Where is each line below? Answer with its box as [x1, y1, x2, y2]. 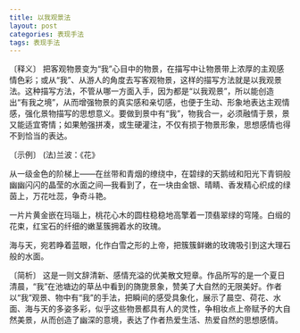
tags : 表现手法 [9, 37, 61, 47]
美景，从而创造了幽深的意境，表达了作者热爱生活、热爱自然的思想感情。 [16, 314, 283, 326]
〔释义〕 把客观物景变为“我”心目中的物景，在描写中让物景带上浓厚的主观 [9, 63, 277, 74]
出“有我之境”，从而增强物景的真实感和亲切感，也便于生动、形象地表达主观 [9, 97, 283, 108]
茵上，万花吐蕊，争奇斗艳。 [9, 191, 112, 202]
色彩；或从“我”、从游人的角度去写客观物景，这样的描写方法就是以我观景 [16, 75, 283, 86]
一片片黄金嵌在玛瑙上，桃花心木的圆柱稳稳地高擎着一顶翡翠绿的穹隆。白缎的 [9, 210, 291, 221]
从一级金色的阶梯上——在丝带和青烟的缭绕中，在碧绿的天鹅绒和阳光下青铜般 [9, 169, 291, 179]
